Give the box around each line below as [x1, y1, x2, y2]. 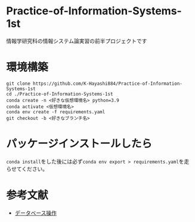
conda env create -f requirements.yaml [6, 109, 106, 115]
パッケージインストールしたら [6, 137, 152, 150]
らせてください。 [6, 165, 48, 172]
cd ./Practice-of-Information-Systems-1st [6, 91, 113, 97]
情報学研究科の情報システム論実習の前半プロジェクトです [6, 37, 147, 44]
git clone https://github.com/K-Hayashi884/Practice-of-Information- [6, 81, 183, 87]
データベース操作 [14, 209, 57, 216]
